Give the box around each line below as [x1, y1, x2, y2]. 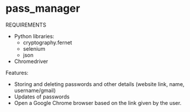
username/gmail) [14, 87, 56, 94]
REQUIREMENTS [5, 21, 47, 28]
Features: [5, 69, 29, 76]
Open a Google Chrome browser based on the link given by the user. [14, 99, 182, 106]
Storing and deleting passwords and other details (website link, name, [14, 80, 185, 87]
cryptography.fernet [22, 39, 72, 46]
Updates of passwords [14, 93, 70, 100]
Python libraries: [14, 32, 54, 39]
